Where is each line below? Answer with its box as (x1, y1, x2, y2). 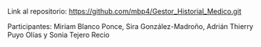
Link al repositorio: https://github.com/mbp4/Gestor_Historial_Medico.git (7, 7, 242, 16)
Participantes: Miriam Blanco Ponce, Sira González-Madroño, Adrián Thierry (7, 22, 254, 31)
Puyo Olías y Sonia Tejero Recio (7, 31, 111, 39)
